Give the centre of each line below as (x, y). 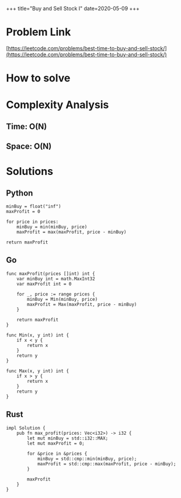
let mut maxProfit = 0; (56, 443)
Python (20, 193)
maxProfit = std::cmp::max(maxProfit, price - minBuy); (107, 464)
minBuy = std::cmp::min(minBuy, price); (87, 459)
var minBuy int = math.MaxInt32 (56, 279)
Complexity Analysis (58, 105)
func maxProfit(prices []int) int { (51, 274)
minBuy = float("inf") (34, 207)
